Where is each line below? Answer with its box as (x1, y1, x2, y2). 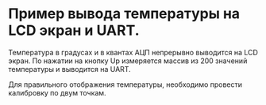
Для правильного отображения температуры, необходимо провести (8, 80, 243, 89)
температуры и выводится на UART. (8, 64, 131, 73)
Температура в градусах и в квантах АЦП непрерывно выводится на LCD (8, 47, 258, 57)
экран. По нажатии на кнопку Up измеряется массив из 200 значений (8, 56, 248, 66)
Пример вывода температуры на (8, 5, 241, 23)
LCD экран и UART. (8, 21, 141, 39)
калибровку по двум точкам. (8, 88, 106, 97)
